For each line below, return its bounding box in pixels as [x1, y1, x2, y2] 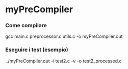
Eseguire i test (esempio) [5, 46, 68, 53]
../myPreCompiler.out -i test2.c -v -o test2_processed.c [5, 58, 122, 64]
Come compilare [5, 22, 47, 29]
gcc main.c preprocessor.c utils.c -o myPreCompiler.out [5, 33, 123, 39]
